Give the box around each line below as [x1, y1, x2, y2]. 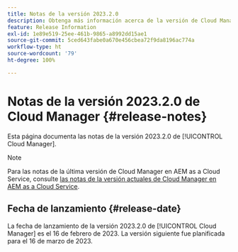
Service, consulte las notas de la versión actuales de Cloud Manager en [7, 175, 217, 183]
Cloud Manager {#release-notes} [7, 108, 208, 124]
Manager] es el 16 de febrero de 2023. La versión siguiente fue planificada [7, 229, 225, 238]
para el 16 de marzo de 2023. [7, 236, 93, 245]
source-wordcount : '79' [7, 50, 78, 57]
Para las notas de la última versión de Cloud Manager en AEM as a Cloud [7, 167, 221, 175]
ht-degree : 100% [7, 57, 55, 64]
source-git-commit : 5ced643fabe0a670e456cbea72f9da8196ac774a [7, 37, 195, 44]
